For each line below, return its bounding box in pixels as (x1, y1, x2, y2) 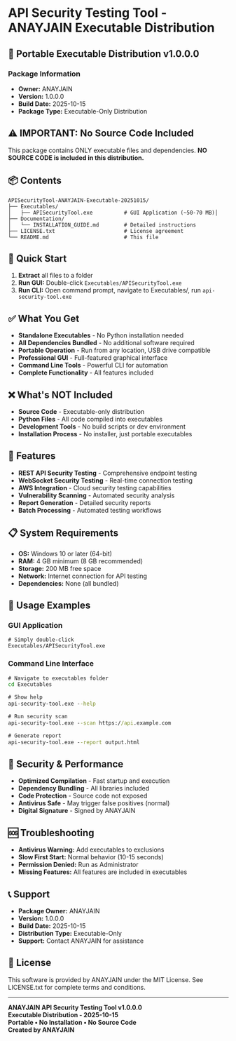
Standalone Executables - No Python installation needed (18, 331, 184, 340)
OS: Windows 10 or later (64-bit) (18, 549, 113, 558)
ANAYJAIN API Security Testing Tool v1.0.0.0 (8, 1003, 142, 1012)
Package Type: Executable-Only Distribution (18, 107, 148, 115)
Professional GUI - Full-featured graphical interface (18, 354, 168, 362)
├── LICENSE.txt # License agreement (8, 227, 184, 234)
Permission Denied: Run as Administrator (18, 861, 139, 869)
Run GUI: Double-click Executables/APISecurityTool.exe (18, 278, 182, 287)
